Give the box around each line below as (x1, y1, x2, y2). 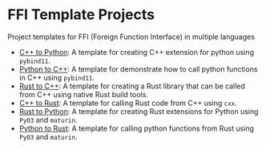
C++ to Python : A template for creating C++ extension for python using (18, 47, 254, 57)
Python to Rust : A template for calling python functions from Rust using (18, 124, 254, 133)
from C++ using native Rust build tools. (18, 89, 149, 99)
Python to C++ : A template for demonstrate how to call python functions (18, 64, 258, 73)
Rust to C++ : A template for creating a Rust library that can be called (18, 81, 246, 91)
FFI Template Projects (7, 6, 155, 24)
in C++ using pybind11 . (18, 73, 95, 82)
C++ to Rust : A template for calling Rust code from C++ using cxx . (18, 98, 237, 108)
